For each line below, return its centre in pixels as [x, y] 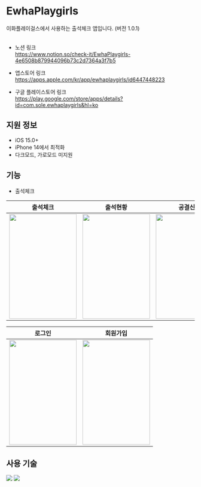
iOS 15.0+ [27, 140]
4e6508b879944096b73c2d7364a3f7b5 [65, 60]
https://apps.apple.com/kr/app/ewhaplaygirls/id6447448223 [90, 80]
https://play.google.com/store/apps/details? [69, 98]
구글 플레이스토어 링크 [41, 92]
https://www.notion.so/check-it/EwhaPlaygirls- [73, 54]
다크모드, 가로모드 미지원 [44, 154]
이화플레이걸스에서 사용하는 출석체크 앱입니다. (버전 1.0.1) [73, 28]
